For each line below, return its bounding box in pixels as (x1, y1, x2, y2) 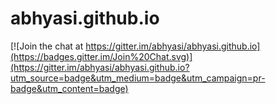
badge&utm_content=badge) (10, 82, 129, 94)
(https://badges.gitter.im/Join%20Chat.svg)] (10, 50, 193, 62)
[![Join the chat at (10, 40, 84, 52)
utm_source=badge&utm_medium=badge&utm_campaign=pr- (10, 72, 266, 84)
